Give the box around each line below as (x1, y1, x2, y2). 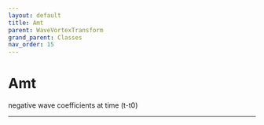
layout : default (8, 11, 61, 20)
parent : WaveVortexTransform (8, 26, 104, 34)
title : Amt (8, 19, 44, 27)
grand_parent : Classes (8, 33, 82, 42)
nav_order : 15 (8, 41, 55, 49)
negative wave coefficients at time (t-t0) (8, 101, 138, 110)
